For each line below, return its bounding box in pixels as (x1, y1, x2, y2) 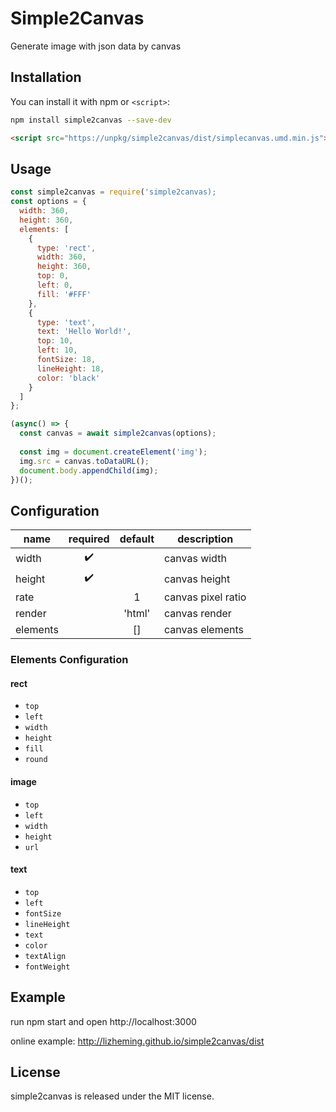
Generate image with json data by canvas (10, 40, 182, 52)
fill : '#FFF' (36, 289, 92, 299)
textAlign (24, 951, 67, 961)
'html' (123, 607, 151, 621)
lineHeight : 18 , (36, 363, 105, 374)
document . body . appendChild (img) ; (19, 465, 159, 476)
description (177, 532, 234, 546)
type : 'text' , (36, 317, 97, 327)
